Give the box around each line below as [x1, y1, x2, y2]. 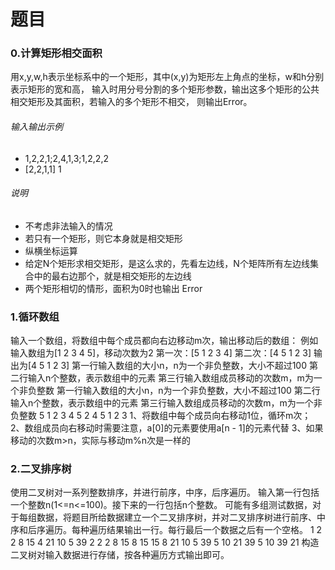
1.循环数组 [10, 310, 60, 324]
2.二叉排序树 [10, 462, 72, 476]
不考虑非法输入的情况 [24, 220, 113, 232]
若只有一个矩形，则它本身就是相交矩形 [24, 232, 183, 244]
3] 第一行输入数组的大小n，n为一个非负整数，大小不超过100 [60, 360, 308, 372]
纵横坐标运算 [24, 245, 78, 257]
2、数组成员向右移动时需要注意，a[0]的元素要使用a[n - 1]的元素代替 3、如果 [10, 422, 324, 434]
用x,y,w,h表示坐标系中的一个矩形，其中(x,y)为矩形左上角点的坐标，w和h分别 [10, 71, 325, 83]
